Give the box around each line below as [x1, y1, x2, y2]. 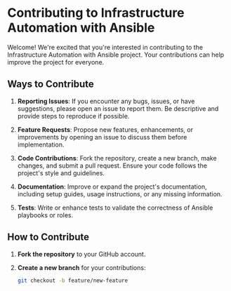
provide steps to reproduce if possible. [17, 111, 130, 120]
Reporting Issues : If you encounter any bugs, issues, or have [17, 97, 195, 105]
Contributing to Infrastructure [7, 5, 185, 21]
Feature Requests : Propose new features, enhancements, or [17, 125, 193, 134]
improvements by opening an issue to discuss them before [17, 133, 187, 141]
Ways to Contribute [7, 79, 94, 90]
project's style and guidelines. [17, 168, 105, 177]
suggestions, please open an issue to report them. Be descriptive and [17, 104, 219, 113]
